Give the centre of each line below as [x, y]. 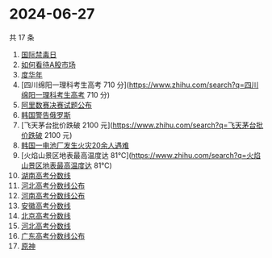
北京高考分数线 [46, 215]
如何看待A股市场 [48, 64]
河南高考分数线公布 [53, 195]
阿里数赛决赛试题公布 [56, 105]
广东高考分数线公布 [53, 235]
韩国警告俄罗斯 [46, 114]
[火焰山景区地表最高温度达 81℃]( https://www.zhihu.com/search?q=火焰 [141, 155]
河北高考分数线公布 [53, 185]
